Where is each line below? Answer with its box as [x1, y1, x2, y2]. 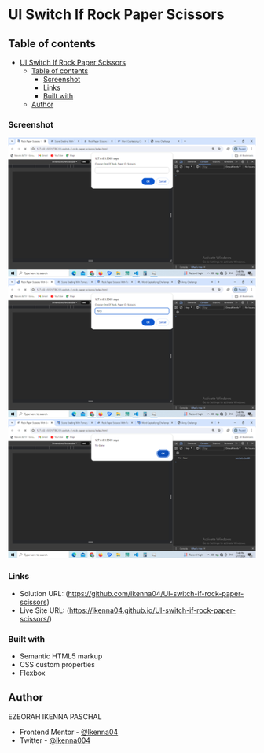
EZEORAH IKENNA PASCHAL [8, 711, 102, 721]
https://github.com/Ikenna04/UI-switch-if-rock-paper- [68, 588, 244, 598]
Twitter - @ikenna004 [19, 735, 91, 745]
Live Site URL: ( [19, 605, 70, 615]
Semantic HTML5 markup [19, 651, 103, 661]
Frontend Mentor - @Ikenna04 [19, 727, 119, 736]
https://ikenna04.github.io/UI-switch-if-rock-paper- [69, 605, 236, 615]
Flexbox [19, 668, 46, 677]
